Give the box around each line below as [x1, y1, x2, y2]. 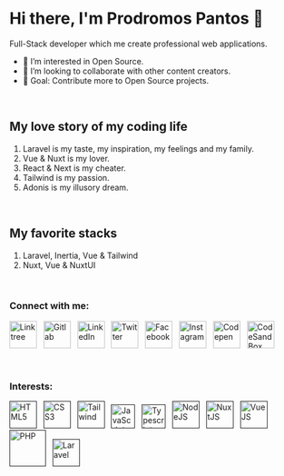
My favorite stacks [9, 226, 118, 242]
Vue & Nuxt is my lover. [22, 153, 111, 164]
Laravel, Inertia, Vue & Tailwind [22, 250, 139, 261]
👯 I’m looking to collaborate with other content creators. [22, 65, 231, 76]
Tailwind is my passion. [22, 172, 111, 183]
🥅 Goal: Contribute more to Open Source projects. [22, 74, 210, 85]
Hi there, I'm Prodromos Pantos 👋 [9, 8, 264, 29]
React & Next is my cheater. [22, 163, 127, 174]
